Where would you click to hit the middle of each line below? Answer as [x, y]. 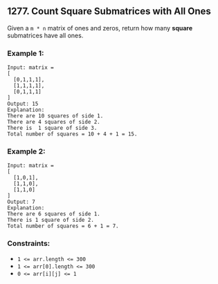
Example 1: [26, 53]
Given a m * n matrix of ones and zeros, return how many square [100, 28]
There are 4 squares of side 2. [54, 122]
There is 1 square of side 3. [52, 128]
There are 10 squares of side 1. [55, 116]
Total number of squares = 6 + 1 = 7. [63, 226]
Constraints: [29, 243]
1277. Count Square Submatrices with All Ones [109, 11]
